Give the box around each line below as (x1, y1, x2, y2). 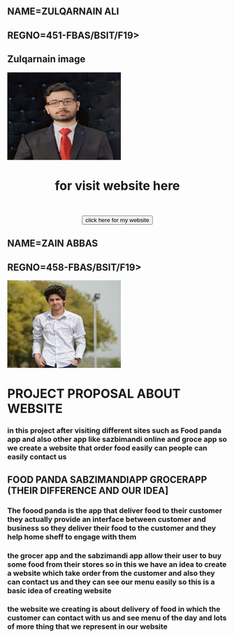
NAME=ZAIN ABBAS (7, 237, 98, 249)
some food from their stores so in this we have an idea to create (7, 560, 227, 569)
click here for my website (85, 216, 149, 223)
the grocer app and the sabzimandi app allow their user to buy (7, 550, 222, 560)
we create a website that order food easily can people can (7, 443, 207, 453)
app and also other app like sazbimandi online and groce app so (7, 434, 227, 444)
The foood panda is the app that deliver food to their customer (7, 506, 222, 515)
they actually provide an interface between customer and (7, 514, 206, 524)
